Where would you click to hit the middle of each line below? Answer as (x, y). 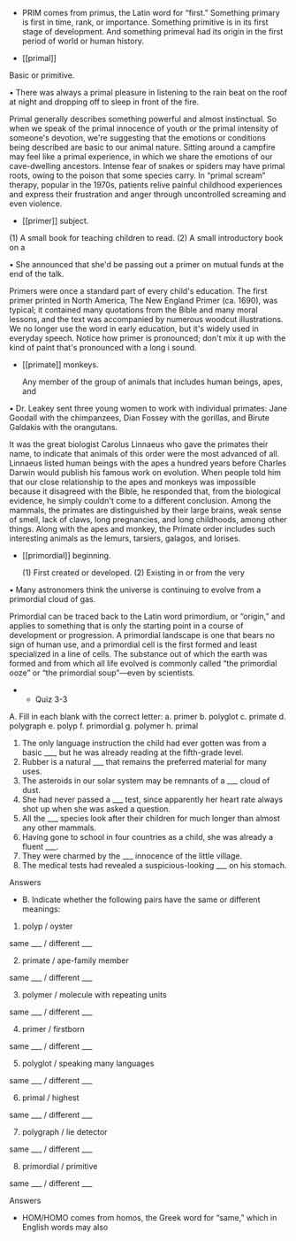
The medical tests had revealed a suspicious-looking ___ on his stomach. (154, 865)
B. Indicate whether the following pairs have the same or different (141, 899)
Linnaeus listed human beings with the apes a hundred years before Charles (148, 463)
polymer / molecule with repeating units (94, 994)
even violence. (36, 204)
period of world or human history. (83, 41)
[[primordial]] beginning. (66, 555)
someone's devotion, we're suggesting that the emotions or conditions (138, 138)
